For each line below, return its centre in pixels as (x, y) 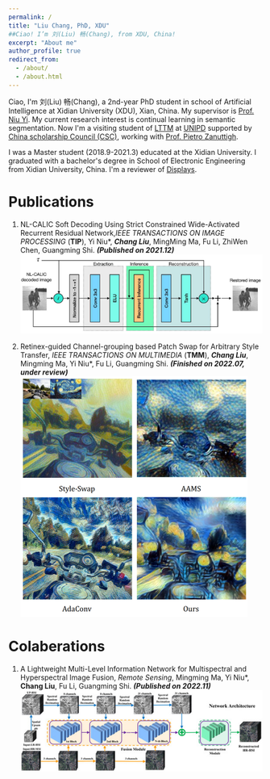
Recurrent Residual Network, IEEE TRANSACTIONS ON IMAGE (122, 232)
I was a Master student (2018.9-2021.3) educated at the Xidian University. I (132, 152)
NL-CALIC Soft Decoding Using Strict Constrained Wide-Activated (130, 224)
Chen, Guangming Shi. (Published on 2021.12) (97, 249)
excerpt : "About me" (43, 43)
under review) (44, 372)
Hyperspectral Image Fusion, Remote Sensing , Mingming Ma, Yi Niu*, (135, 677)
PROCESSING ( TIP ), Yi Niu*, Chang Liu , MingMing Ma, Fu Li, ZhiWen (134, 241)
